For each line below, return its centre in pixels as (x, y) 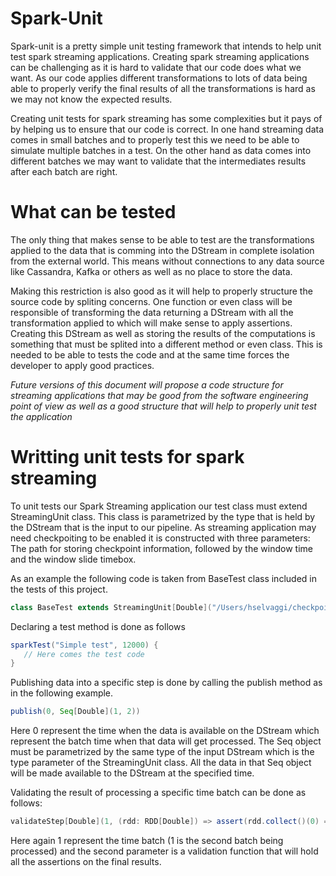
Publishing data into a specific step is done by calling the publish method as (166, 683)
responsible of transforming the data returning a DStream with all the (152, 312)
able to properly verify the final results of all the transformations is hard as (163, 88)
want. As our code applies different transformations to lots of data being (159, 78)
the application (41, 416)
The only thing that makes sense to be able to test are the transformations (162, 239)
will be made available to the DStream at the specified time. (132, 773)
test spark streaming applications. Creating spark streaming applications (160, 56)
